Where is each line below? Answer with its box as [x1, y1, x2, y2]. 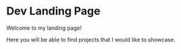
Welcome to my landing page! [6, 24, 82, 31]
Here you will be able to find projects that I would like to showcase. [6, 36, 175, 43]
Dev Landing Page [6, 4, 101, 18]
